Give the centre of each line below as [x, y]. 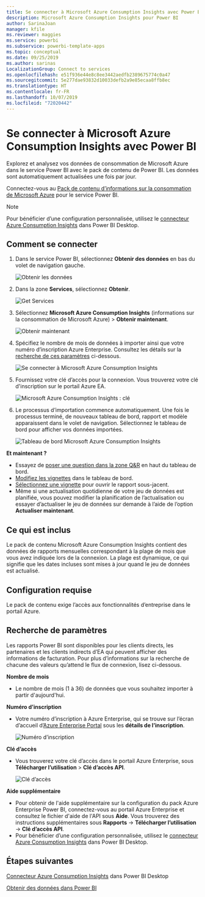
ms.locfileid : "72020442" [39, 103]
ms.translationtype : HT [37, 86]
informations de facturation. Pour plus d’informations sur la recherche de [98, 658]
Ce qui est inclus [39, 530]
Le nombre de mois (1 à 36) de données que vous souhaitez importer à [104, 688]
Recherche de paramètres [57, 630]
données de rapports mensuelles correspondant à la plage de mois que [96, 551]
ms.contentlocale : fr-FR [38, 92]
